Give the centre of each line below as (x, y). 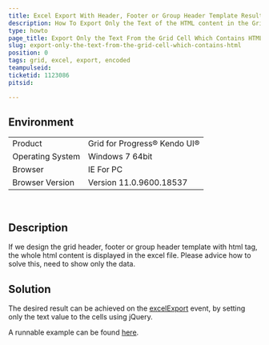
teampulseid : (30, 68)
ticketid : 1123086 (39, 75)
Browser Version (43, 183)
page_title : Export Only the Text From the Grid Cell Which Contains (127, 38)
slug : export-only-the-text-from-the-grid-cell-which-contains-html (125, 46)
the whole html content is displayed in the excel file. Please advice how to (130, 255)
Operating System (46, 157)
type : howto (28, 30)
